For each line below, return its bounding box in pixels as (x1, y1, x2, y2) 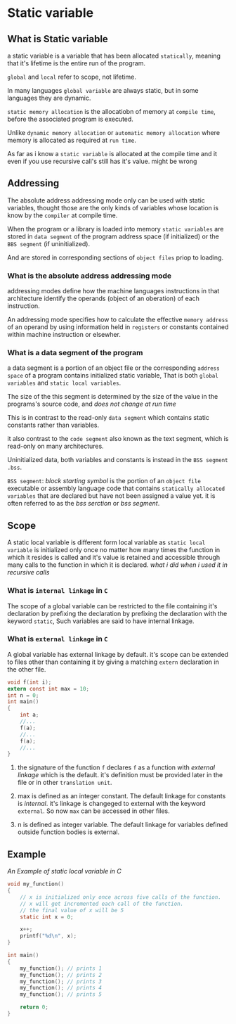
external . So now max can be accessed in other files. (17, 807, 170, 815)
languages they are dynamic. (7, 94, 91, 102)
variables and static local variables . (7, 378, 122, 388)
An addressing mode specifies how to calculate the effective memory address (7, 315, 228, 324)
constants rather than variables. (7, 421, 100, 430)
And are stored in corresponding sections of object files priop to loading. (7, 253, 224, 262)
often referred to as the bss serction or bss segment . (7, 499, 160, 508)
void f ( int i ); (7, 679, 52, 686)
